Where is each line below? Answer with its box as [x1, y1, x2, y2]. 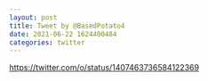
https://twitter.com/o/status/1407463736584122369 [9, 62, 200, 73]
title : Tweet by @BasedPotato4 [9, 21, 125, 30]
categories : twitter [9, 37, 86, 47]
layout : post [9, 12, 58, 22]
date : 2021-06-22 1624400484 [9, 29, 117, 38]
